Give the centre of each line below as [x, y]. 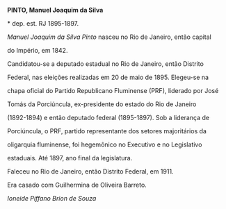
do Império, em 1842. [38, 50]
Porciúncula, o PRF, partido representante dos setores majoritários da [107, 131]
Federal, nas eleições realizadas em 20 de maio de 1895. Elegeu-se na [108, 77]
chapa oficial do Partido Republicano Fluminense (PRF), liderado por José [113, 91]
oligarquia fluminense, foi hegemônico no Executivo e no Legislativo [105, 144]
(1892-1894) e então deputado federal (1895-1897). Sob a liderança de [108, 118]
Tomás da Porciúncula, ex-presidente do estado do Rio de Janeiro [102, 104]
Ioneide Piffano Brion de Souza [52, 198]
